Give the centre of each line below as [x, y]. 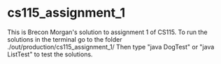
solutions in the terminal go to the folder [65, 39]
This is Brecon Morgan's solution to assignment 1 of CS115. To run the [107, 32]
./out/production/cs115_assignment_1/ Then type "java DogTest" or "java [111, 47]
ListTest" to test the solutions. [50, 54]
